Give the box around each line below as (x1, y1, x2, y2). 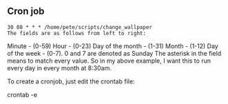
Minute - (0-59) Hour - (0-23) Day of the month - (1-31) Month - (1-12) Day (7, 41, 218, 50)
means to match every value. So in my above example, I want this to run (7, 56, 211, 65)
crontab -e (7, 90, 38, 98)
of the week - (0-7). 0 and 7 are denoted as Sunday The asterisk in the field (7, 49, 222, 57)
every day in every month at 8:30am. (7, 63, 112, 72)
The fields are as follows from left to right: (7, 30, 147, 37)
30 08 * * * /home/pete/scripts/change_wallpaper (7, 23, 153, 30)
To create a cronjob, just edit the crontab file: (7, 77, 135, 85)
